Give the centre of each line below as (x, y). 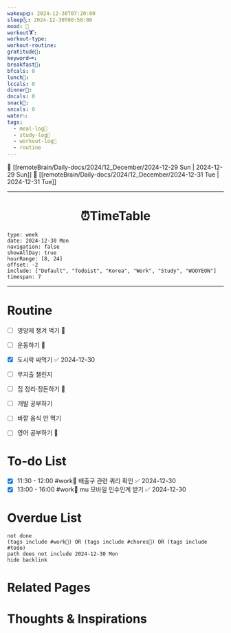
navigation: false (33, 247)
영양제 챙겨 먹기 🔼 (41, 330)
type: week (23, 234)
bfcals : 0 (21, 71)
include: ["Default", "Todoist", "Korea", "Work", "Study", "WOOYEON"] (112, 271)
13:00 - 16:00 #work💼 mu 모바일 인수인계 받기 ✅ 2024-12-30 (102, 489)
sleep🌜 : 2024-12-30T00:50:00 (50, 20)
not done (20, 536)
